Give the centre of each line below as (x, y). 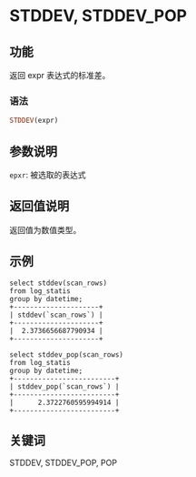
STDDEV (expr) (34, 121)
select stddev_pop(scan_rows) (67, 355)
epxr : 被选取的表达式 (48, 175)
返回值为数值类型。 (45, 229)
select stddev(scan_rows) (58, 283)
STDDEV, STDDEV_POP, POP (64, 463)
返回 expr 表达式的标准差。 (60, 75)
